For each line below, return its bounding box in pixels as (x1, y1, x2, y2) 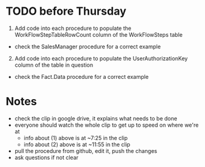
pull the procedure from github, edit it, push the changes (14, 147, 157, 154)
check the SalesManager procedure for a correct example (14, 43, 161, 50)
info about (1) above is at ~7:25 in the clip (23, 134, 128, 141)
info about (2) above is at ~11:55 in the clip (23, 141, 131, 148)
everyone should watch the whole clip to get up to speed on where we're (14, 121, 199, 128)
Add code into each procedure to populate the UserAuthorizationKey (14, 54, 188, 62)
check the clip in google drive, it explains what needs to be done (14, 114, 177, 122)
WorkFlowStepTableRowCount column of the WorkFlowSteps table (14, 31, 183, 38)
